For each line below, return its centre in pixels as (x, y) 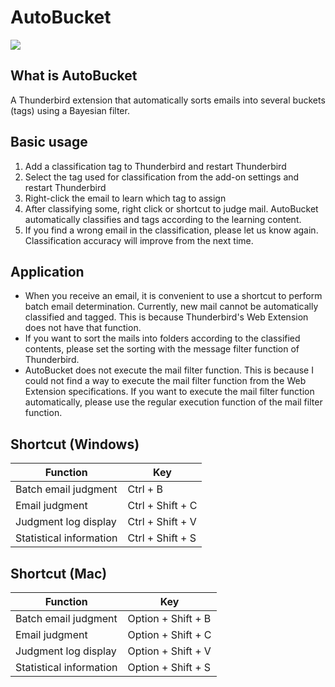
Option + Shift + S (169, 667)
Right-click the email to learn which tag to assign (125, 198)
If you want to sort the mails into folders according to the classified (162, 338)
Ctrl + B (145, 489)
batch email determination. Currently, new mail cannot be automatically (171, 307)
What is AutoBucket (74, 76)
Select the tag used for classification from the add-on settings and (162, 177)
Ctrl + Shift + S (162, 538)
